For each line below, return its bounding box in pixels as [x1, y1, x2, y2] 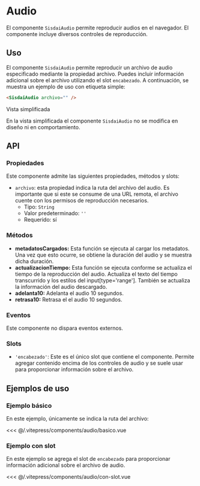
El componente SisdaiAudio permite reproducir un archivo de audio [6, 64, 173, 71]
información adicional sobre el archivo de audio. [6, 461, 126, 469]
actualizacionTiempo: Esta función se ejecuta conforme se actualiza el [14, 264, 192, 271]
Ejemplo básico [6, 401, 52, 410]
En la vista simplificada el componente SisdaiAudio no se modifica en [6, 117, 178, 124]
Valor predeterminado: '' [23, 210, 87, 217]
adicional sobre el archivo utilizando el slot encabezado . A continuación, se [6, 76, 189, 84]
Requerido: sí [23, 216, 57, 223]
